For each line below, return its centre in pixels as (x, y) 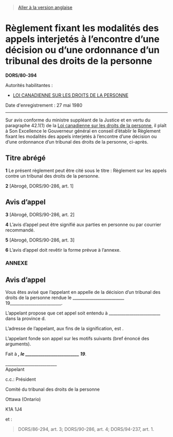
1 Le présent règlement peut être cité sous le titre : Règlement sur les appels (86, 170)
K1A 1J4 (14, 409)
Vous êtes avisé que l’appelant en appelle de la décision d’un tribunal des (83, 292)
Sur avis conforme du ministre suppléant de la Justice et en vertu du (78, 120)
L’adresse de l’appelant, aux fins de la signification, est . (64, 328)
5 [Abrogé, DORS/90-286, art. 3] (40, 240)
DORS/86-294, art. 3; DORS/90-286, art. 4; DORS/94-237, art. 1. (86, 429)
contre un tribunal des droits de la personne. (53, 176)
